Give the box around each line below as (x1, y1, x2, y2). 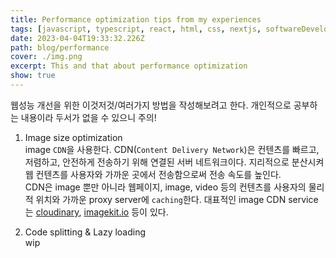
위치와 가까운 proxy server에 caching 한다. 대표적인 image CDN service (35, 193, 319, 205)
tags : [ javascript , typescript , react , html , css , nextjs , (10, 24, 262, 34)
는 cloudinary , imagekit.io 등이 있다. (24, 206, 169, 218)
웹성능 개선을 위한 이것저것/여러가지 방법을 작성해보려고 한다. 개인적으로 (10, 99, 292, 111)
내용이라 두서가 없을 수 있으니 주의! (20, 111, 157, 123)
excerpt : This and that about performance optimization (10, 61, 248, 71)
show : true (10, 71, 56, 81)
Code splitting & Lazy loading (24, 226, 147, 238)
